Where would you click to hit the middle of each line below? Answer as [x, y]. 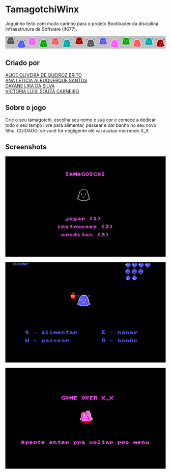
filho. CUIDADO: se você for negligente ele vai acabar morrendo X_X [77, 131]
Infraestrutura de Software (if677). [41, 29]
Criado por [22, 63]
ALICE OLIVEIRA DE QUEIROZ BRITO [44, 75]
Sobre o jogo [26, 108]
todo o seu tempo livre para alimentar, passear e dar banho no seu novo [81, 125]
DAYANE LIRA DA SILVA [30, 86]
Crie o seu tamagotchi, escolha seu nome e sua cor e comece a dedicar [81, 120]
